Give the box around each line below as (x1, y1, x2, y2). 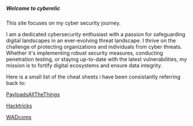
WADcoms (6, 113, 32, 120)
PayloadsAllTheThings (6, 91, 60, 98)
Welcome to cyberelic (6, 5, 60, 12)
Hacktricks (6, 102, 32, 109)
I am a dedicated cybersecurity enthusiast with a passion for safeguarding (6, 30, 186, 38)
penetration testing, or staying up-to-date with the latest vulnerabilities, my (6, 56, 187, 63)
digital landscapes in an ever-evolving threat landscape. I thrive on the (6, 37, 176, 44)
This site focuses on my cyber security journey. (6, 19, 121, 26)
